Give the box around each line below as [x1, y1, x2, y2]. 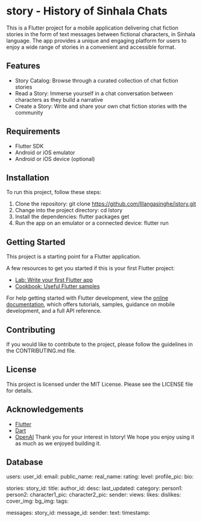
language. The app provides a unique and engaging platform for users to [6, 37, 187, 44]
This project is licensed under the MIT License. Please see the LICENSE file [6, 380, 194, 388]
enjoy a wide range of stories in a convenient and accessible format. [6, 43, 176, 51]
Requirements [6, 127, 60, 137]
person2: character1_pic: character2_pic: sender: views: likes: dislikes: [6, 491, 181, 498]
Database [6, 457, 43, 468]
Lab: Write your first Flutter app [14, 276, 93, 284]
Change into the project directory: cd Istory [14, 207, 122, 214]
